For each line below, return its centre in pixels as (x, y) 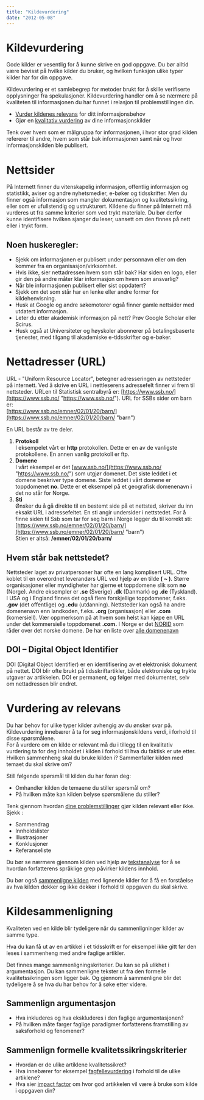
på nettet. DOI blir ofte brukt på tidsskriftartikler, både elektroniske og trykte (101, 670)
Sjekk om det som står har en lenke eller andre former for (87, 292)
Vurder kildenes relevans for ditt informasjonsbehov (80, 114)
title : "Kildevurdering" (38, 12)
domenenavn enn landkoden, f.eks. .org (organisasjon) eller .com (89, 611)
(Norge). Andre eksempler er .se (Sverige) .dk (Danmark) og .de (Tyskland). (102, 591)
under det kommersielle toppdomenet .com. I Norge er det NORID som (95, 624)
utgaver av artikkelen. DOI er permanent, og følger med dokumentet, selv (98, 677)
